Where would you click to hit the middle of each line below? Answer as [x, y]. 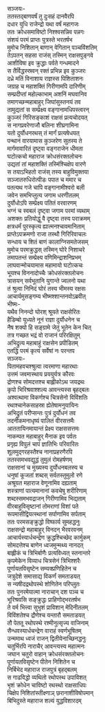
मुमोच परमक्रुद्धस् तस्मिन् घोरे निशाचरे [46, 250]
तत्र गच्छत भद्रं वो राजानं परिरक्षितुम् [44, 335]
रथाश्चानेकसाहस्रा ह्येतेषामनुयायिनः [43, 405]
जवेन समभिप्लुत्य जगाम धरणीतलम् [43, 195]
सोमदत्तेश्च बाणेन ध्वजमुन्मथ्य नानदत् [45, 545]
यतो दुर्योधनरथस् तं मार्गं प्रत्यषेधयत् [44, 133]
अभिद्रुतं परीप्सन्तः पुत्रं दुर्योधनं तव [42, 413]
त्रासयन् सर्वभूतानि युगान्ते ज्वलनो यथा [46, 281]
